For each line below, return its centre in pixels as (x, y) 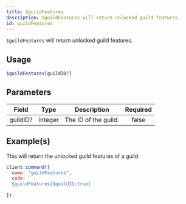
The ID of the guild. (92, 120)
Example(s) (28, 141)
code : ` (22, 178)
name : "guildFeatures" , (42, 173)
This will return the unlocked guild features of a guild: (73, 156)
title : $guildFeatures (35, 12)
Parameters (29, 93)
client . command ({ (28, 167)
